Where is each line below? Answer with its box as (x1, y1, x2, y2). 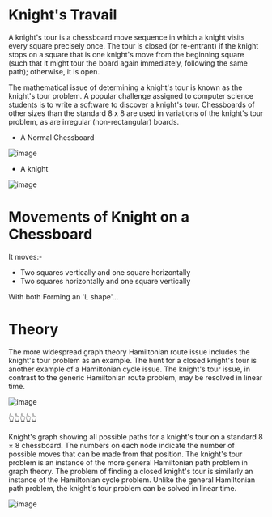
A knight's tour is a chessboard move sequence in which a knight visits (8, 32, 245, 42)
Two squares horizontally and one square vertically (19, 276, 191, 286)
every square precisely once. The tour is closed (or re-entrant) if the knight (8, 40, 259, 50)
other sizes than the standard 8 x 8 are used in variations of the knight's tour (8, 108, 264, 118)
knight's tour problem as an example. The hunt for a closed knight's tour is (8, 355, 257, 365)
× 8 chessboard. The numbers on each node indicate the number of (8, 440, 235, 450)
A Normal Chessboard (19, 132, 95, 142)
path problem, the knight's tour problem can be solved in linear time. (8, 483, 237, 493)
